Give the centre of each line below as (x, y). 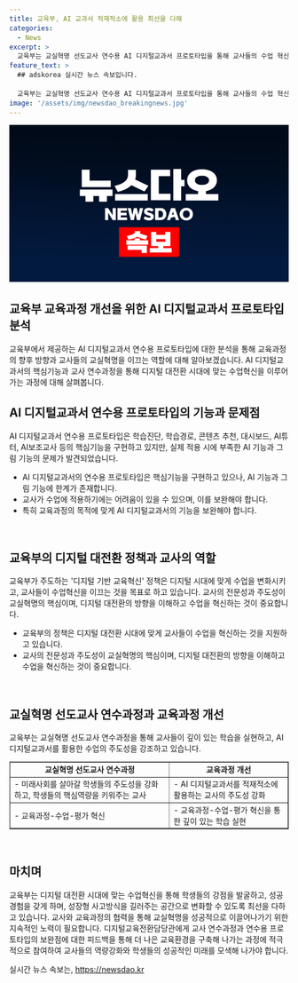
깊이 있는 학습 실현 (214, 820)
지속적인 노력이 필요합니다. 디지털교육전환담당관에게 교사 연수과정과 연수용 (138, 928)
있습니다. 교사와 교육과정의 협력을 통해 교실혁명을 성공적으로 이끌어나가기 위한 (153, 917)
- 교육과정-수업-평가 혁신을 (223, 810)
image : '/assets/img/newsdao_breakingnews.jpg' (99, 103)
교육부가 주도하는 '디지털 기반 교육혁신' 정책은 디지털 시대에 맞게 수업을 (132, 581)
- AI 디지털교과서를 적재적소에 (226, 784)
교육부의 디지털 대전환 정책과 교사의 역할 (113, 558)
